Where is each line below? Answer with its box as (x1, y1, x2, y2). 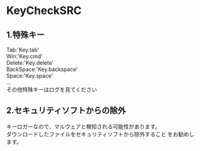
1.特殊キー (6, 29, 45, 40)
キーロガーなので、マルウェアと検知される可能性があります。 (6, 123, 160, 130)
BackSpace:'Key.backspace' (6, 65, 78, 73)
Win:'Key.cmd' (6, 53, 43, 60)
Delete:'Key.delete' (6, 59, 54, 66)
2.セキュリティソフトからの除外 (6, 105, 126, 116)
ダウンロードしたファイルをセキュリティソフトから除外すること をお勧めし (6, 130, 195, 138)
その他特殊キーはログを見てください (6, 86, 98, 93)
